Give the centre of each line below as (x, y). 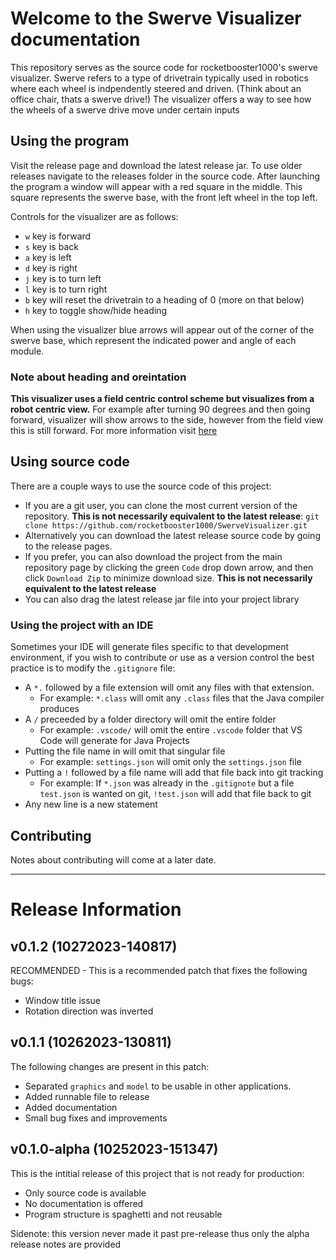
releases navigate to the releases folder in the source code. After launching (165, 176)
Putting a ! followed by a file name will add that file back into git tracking (174, 773)
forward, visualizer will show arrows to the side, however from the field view (167, 420)
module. (27, 351)
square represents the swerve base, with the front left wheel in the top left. (164, 197)
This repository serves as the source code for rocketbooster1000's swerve (164, 67)
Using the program (70, 141)
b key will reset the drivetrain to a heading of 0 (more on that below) (164, 299)
